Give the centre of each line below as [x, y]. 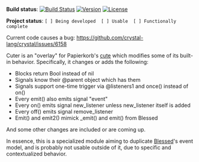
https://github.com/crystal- [110, 38]
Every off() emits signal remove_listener [64, 111]
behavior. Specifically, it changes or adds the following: [80, 62]
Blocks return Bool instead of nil [54, 74]
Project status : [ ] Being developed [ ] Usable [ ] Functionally [91, 21]
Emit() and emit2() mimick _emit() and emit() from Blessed [86, 118]
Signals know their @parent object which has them [78, 80]
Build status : [22, 9]
